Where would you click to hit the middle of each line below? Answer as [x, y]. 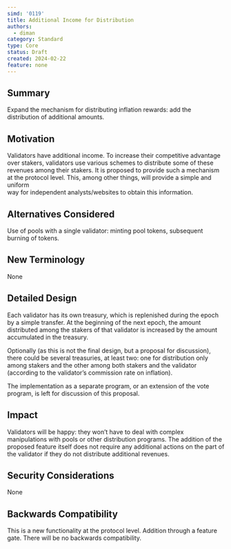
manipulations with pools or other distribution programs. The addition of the [115, 439]
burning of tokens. [33, 238]
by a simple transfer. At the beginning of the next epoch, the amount [104, 322]
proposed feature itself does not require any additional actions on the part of [116, 447]
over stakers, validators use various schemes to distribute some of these [110, 163]
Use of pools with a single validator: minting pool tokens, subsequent [105, 231]
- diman [24, 33]
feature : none [28, 65]
